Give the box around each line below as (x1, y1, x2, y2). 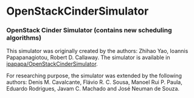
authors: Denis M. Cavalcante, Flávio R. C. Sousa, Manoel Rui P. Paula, (6, 79, 182, 86)
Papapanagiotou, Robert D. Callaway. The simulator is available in (6, 54, 170, 61)
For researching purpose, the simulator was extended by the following (6, 72, 182, 80)
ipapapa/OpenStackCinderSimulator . (6, 60, 99, 68)
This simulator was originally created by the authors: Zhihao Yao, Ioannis (6, 47, 189, 55)
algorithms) (6, 33, 41, 42)
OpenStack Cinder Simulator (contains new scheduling (6, 26, 172, 35)
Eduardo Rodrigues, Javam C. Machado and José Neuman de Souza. (6, 85, 180, 93)
